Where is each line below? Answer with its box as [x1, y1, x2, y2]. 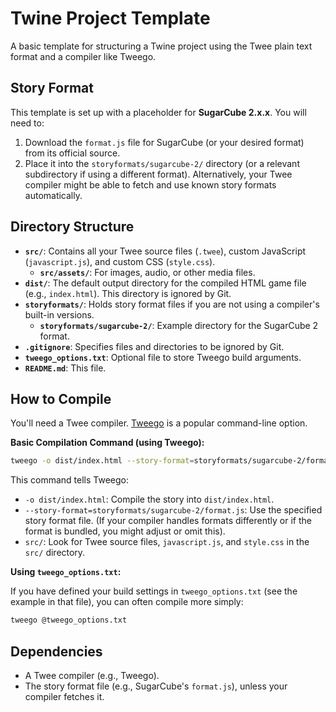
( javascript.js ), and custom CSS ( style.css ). [24, 255, 216, 267]
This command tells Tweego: [10, 474, 130, 486]
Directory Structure [10, 218, 135, 236]
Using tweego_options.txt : [10, 566, 122, 578]
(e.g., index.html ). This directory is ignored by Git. [24, 287, 232, 299]
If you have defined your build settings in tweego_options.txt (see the [10, 585, 298, 597]
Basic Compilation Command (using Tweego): [10, 437, 205, 449]
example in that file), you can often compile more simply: [10, 596, 244, 608]
